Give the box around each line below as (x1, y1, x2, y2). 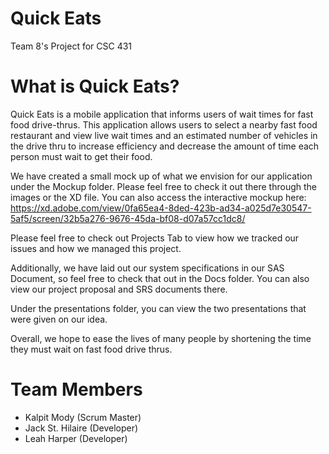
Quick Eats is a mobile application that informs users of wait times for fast (10, 108, 314, 120)
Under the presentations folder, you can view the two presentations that (10, 302, 307, 314)
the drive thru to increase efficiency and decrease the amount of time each (10, 140, 320, 152)
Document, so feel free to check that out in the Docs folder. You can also (10, 272, 310, 284)
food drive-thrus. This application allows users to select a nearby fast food (10, 118, 318, 131)
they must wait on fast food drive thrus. (10, 343, 173, 355)
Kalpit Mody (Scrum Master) (24, 411, 142, 423)
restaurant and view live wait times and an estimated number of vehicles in (10, 129, 318, 141)
